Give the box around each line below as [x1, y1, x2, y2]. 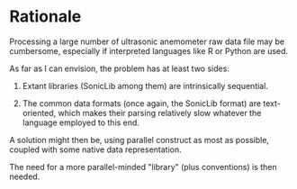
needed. [9, 171, 40, 182]
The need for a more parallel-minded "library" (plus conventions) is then [9, 161, 277, 172]
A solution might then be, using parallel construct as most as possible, [9, 134, 270, 145]
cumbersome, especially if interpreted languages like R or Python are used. [9, 45, 289, 56]
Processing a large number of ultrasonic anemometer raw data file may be [9, 36, 285, 47]
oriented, [22, 107, 57, 118]
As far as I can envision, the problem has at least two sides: [9, 63, 229, 74]
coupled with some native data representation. [9, 144, 182, 155]
